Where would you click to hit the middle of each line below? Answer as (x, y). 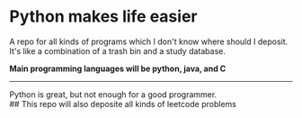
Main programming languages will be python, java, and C (118, 68)
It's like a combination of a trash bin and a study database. (118, 50)
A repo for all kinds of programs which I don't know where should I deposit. (149, 41)
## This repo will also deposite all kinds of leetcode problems (123, 104)
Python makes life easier (103, 17)
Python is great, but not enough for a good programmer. (113, 94)
